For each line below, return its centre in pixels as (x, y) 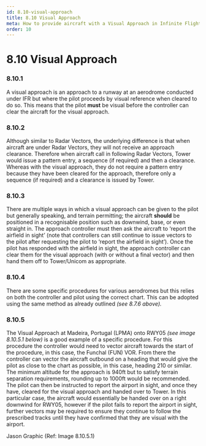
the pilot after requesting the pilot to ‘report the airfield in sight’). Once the (100, 242)
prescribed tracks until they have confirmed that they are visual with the (97, 417)
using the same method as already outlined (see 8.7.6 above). (84, 304)
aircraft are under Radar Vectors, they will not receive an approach (90, 147)
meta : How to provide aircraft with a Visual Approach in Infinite (94, 23)
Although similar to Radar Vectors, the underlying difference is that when (98, 141)
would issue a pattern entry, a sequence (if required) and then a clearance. (101, 161)
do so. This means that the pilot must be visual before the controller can (97, 105)
